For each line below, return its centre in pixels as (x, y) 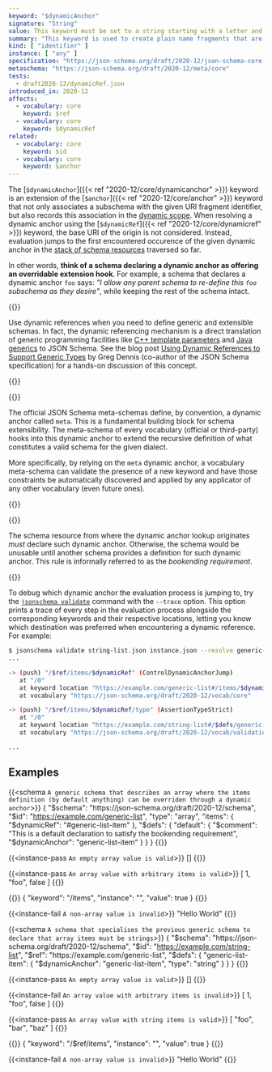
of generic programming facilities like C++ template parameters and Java (130, 340)
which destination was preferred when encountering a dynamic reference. (132, 627)
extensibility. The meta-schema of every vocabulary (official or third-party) (134, 430)
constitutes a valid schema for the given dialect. (88, 447)
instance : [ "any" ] (43, 53)
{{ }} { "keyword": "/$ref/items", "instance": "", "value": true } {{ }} (116, 1043)
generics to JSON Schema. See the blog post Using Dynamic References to (134, 348)
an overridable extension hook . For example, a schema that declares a (127, 274)
